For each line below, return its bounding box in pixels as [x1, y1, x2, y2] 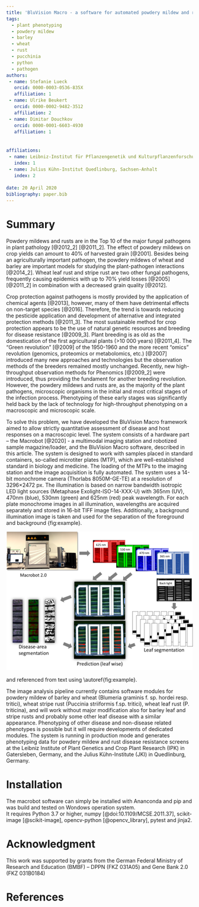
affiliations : [6, 147, 41, 154]
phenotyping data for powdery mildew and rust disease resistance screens [6, 738, 190, 745]
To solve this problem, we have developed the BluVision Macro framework [6, 418, 188, 425]
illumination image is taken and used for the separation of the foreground [6, 513, 185, 520]
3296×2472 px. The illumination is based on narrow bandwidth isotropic [6, 481, 182, 489]
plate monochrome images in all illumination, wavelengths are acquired [6, 500, 179, 508]
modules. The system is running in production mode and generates [6, 732, 170, 739]
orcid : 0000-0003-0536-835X [14, 85, 84, 91]
